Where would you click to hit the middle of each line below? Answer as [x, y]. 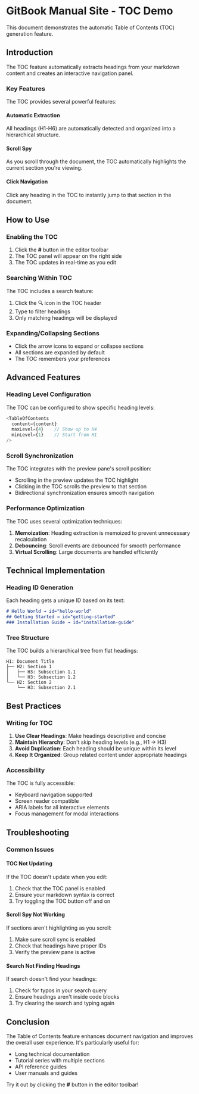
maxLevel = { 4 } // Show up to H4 [54, 429]
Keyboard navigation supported [54, 795]
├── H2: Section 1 [29, 667]
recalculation [31, 539]
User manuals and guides [46, 1073]
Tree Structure [28, 637]
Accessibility [26, 770]
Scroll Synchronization [40, 456]
